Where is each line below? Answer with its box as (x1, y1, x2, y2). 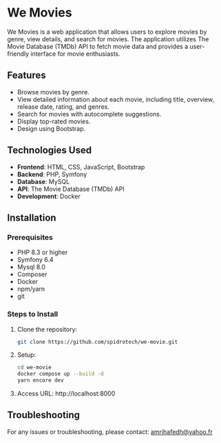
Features (7, 70, 46, 81)
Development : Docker (17, 192, 81, 200)
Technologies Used (7, 145, 92, 156)
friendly (7, 50, 30, 58)
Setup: (17, 351, 36, 359)
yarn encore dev (17, 377, 64, 384)
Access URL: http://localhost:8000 (17, 389, 116, 398)
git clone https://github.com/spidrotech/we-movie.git (17, 338, 178, 345)
